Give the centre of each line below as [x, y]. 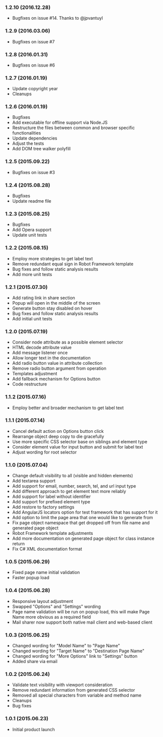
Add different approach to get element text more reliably [69, 491]
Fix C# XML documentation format [47, 549]
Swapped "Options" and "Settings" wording [56, 606]
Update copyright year [35, 89]
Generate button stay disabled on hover [52, 308]
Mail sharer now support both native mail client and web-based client [82, 622]
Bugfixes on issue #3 [33, 172]
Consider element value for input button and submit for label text [78, 447]
